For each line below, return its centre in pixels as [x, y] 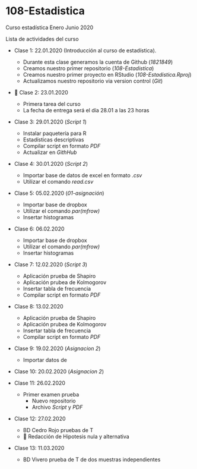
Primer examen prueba [51, 394]
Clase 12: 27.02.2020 [40, 418]
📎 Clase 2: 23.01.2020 [41, 92]
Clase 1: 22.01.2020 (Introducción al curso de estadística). [85, 50]
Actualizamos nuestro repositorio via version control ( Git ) [93, 81]
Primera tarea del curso [52, 104]
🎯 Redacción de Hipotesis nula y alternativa [76, 436]
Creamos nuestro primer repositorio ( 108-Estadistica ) [88, 68]
